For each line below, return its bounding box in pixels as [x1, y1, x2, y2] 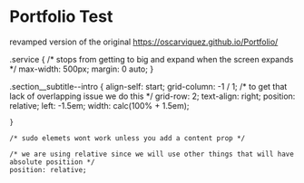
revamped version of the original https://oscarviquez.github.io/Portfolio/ [9, 36, 279, 47]
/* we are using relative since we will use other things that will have [9, 149, 295, 159]
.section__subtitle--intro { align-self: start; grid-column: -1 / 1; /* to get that [9, 81, 288, 91]
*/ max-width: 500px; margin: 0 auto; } [9, 63, 154, 74]
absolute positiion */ [9, 157, 95, 167]
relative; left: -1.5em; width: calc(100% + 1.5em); [9, 100, 190, 111]
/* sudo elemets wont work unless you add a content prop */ [9, 133, 246, 142]
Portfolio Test [9, 6, 113, 27]
